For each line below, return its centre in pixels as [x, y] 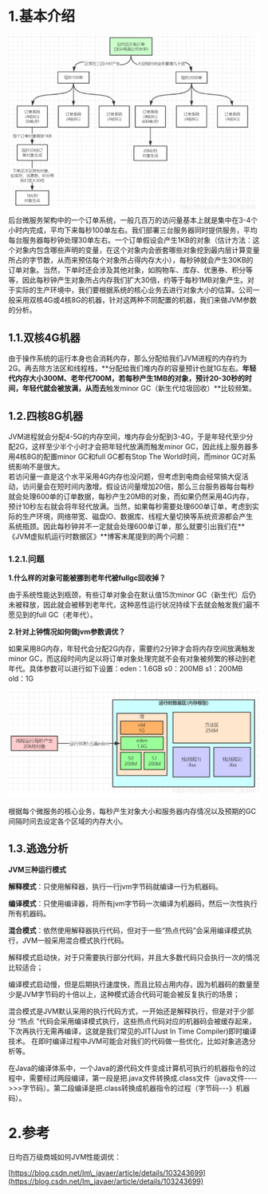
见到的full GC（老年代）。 [56, 615]
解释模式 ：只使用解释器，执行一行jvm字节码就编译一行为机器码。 [116, 886]
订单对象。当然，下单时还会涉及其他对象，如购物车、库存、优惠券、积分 [127, 270]
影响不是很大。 [39, 467]
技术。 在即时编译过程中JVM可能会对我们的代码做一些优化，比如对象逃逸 [129, 1041]
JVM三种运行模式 [37, 869]
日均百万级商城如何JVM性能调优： [65, 1156]
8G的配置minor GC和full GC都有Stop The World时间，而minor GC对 [138, 457]
